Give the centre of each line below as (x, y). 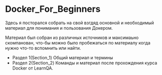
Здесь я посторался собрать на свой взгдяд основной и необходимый (80, 23)
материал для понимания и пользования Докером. (59, 28)
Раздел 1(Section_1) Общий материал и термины (63, 57)
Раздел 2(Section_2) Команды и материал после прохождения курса (85, 63)
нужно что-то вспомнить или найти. (43, 48)
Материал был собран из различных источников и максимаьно (72, 37)
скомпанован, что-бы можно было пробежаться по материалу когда (78, 42)
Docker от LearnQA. (32, 68)
